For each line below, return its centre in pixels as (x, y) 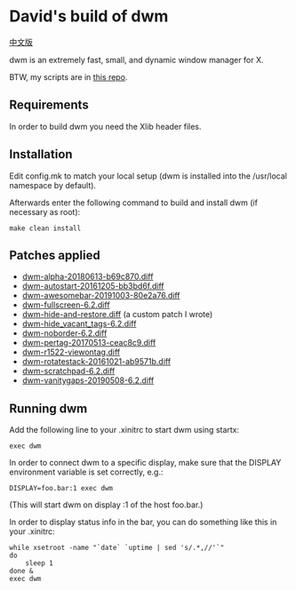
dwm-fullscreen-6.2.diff (66, 305)
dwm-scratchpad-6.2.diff (68, 371)
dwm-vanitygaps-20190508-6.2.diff (88, 380)
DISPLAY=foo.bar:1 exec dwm (61, 489)
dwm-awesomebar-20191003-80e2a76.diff (101, 296)
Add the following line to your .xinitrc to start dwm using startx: (124, 430)
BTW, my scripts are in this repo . (68, 76)
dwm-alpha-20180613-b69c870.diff (88, 276)
